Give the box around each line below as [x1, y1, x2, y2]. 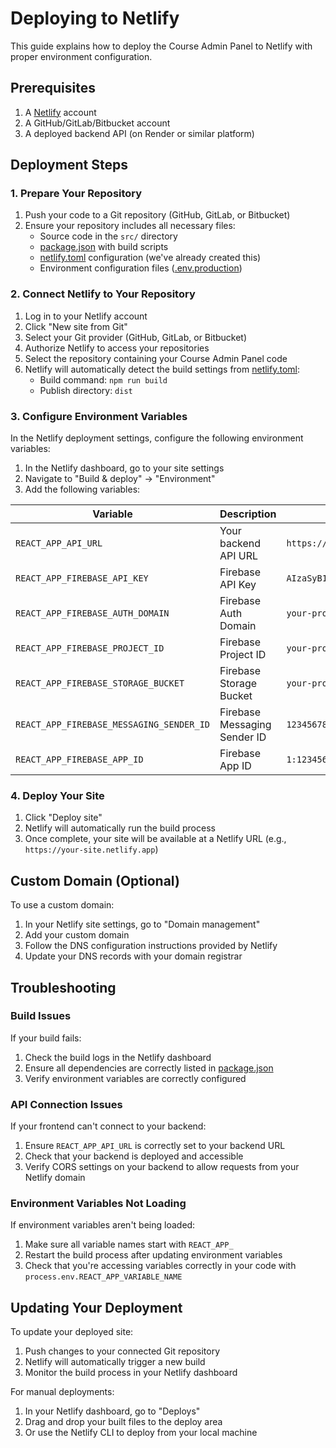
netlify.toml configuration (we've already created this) [39, 252, 262, 264]
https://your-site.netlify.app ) [24, 843, 159, 856]
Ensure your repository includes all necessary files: [24, 220, 236, 232]
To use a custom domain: [10, 899, 115, 911]
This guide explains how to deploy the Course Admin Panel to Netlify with [10, 40, 313, 52]
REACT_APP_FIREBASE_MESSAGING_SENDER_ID [15, 719, 210, 731]
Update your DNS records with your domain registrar [24, 950, 243, 962]
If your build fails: [10, 1032, 82, 1044]
